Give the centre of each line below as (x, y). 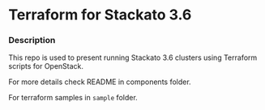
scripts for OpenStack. (46, 66)
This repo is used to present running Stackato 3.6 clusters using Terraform (133, 57)
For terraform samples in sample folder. (73, 98)
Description (32, 40)
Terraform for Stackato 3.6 (100, 15)
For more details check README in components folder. (100, 82)
